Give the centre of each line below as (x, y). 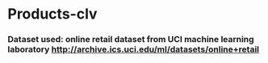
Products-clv (52, 14)
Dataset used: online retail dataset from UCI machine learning (131, 40)
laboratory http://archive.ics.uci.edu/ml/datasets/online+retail (134, 49)
